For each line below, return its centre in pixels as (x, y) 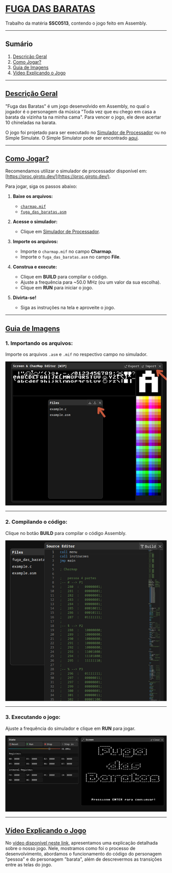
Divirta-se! (25, 297)
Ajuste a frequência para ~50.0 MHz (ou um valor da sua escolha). (91, 282)
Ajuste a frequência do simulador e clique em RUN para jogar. (70, 728)
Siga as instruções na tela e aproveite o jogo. (68, 308)
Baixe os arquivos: (33, 196)
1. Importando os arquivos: (39, 343)
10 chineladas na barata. (31, 122)
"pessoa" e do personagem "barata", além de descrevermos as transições (84, 859)
